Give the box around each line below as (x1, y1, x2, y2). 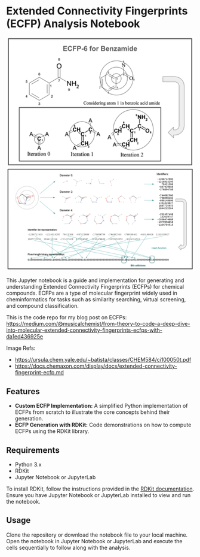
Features (6, 386, 40, 396)
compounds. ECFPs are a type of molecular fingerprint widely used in (6, 289, 178, 297)
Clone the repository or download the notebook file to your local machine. (6, 531, 188, 538)
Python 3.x (14, 461, 42, 468)
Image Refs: (6, 344, 36, 352)
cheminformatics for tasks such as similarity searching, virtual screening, (6, 296, 186, 303)
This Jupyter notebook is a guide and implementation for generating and (6, 277, 184, 284)
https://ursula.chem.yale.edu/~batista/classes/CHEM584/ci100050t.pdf (14, 356, 192, 364)
